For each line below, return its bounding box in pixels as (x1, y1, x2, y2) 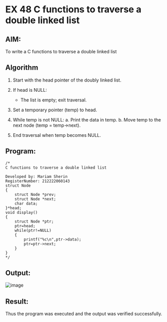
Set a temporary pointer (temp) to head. (12, 107, 98, 113)
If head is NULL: (12, 87, 47, 93)
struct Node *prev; (14, 192, 57, 197)
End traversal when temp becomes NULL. (12, 132, 101, 138)
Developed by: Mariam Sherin (5, 174, 68, 179)
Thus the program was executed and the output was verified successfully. (5, 311, 163, 317)
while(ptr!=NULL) (14, 228, 52, 233)
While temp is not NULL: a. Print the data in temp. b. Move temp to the (12, 116, 161, 123)
